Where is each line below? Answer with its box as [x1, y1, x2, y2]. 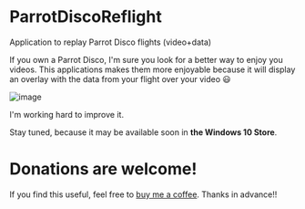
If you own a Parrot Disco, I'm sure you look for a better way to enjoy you [9, 54, 284, 65]
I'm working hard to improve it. [9, 109, 125, 120]
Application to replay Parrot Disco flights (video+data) [9, 37, 212, 47]
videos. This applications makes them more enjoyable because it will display [9, 64, 296, 75]
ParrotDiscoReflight [9, 6, 162, 27]
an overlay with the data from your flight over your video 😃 [9, 73, 231, 84]
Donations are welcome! [9, 159, 198, 180]
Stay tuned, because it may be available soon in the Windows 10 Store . [9, 126, 278, 138]
